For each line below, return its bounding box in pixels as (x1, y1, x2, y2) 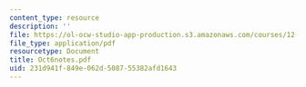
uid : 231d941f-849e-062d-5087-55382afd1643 (9, 64, 178, 73)
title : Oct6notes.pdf (9, 55, 92, 64)
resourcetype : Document (9, 47, 100, 56)
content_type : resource (9, 13, 100, 23)
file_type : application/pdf (9, 38, 117, 48)
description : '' (9, 22, 71, 31)
